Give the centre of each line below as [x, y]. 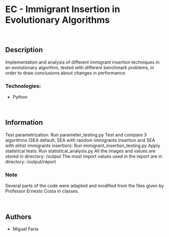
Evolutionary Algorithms [58, 20]
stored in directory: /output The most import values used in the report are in [84, 156]
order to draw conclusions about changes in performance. [66, 73]
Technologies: [23, 86]
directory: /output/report [31, 161]
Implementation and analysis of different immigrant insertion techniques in [82, 62]
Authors [18, 217]
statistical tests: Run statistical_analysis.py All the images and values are [80, 151]
